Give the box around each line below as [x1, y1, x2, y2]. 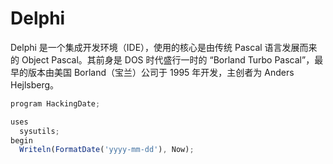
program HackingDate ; [10, 98, 101, 109]
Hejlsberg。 [10, 78, 60, 91]
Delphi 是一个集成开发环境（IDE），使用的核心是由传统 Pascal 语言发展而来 [10, 41, 318, 53]
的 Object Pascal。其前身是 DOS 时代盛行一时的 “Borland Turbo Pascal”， [10, 53, 315, 66]
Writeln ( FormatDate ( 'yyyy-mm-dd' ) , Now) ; [19, 145, 195, 155]
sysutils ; [19, 126, 60, 136]
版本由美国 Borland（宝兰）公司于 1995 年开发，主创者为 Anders [27, 66, 295, 78]
